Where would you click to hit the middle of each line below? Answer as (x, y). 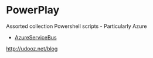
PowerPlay (33, 10)
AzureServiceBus (35, 37)
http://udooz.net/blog (32, 48)
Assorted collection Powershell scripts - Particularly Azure (76, 26)
